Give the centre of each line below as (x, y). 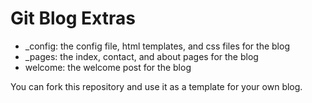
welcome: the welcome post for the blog (108, 67)
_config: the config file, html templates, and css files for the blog (157, 46)
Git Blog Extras (73, 18)
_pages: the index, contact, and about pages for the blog (141, 56)
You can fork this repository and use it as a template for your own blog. (156, 86)
